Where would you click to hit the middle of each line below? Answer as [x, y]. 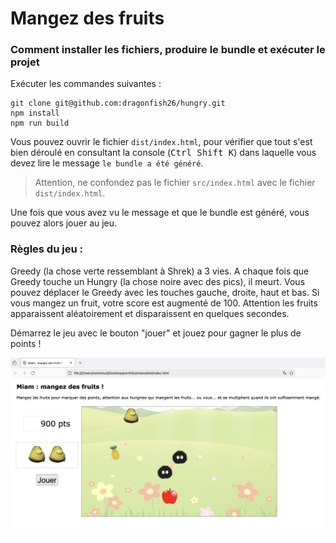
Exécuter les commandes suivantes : [86, 84]
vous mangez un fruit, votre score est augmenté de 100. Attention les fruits [164, 303]
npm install [35, 113]
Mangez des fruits [87, 18]
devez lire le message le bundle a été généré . [107, 163]
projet [25, 62]
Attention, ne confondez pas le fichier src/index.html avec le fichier [175, 183]
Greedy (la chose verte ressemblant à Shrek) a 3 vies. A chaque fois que [160, 271]
